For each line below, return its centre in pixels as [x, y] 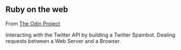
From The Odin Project [33, 23]
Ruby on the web [37, 10]
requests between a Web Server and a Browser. [63, 41]
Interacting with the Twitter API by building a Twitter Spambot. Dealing [90, 35]
